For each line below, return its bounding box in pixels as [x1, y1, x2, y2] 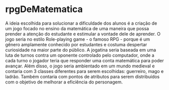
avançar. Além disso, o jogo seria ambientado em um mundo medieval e [5, 63, 155, 69]
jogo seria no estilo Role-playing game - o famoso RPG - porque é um [5, 36, 150, 42]
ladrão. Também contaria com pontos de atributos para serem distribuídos [5, 73, 160, 79]
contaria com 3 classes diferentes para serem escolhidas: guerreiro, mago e [5, 68, 164, 74]
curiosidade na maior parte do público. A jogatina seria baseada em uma [5, 47, 156, 53]
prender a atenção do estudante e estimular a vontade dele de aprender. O [5, 31, 160, 37]
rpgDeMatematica [5, 4, 83, 15]
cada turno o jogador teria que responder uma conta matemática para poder [5, 57, 164, 63]
